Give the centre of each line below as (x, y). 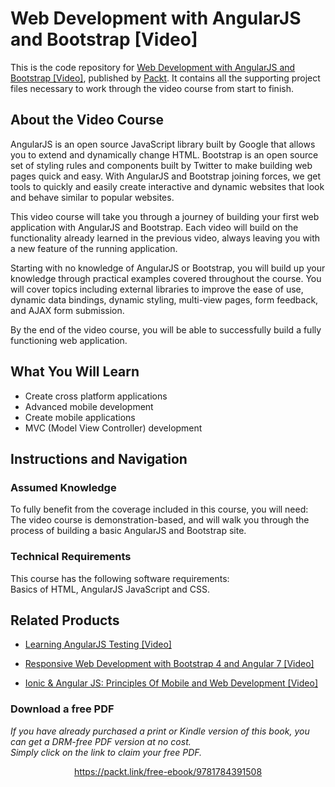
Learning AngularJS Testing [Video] (98, 644)
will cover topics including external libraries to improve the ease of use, (157, 289)
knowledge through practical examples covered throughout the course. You (166, 278)
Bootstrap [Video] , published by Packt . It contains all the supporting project (165, 78)
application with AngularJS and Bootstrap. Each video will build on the (154, 227)
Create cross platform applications (96, 396)
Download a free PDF (62, 709)
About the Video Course (87, 120)
